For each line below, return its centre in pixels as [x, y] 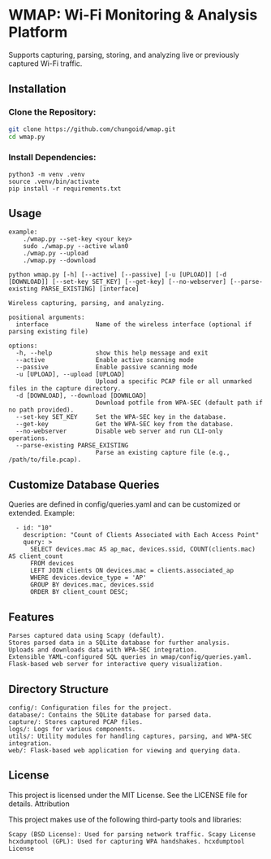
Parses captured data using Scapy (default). [86, 636]
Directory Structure [59, 689]
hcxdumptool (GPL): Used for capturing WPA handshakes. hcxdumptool [127, 841]
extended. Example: [42, 513]
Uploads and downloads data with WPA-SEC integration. [103, 650]
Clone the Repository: [52, 112]
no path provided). [41, 410]
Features [31, 617]
